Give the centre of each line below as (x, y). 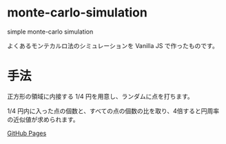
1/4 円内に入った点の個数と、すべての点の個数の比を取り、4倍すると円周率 (113, 110)
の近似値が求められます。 (43, 119)
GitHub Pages (27, 133)
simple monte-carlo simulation (50, 32)
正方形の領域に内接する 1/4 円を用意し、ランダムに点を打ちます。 (101, 96)
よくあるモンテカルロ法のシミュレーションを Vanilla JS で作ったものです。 (113, 45)
